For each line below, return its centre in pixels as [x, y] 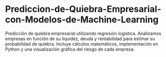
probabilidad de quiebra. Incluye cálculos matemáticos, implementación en [82, 44]
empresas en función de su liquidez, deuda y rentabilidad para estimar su [80, 39]
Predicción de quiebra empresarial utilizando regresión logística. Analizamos [83, 33]
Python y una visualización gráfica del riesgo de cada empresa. [70, 49]
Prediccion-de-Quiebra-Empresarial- [83, 9]
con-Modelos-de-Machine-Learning [82, 20]
